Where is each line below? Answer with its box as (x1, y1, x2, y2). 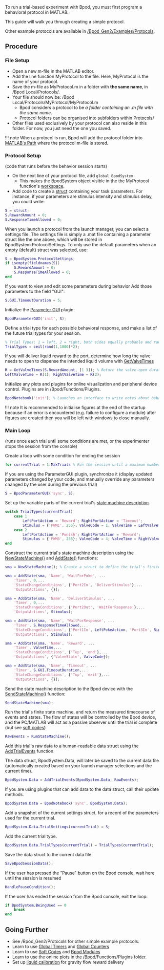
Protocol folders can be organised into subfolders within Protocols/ (19, 115, 155, 121)
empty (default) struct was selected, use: (5, 247, 88, 253)
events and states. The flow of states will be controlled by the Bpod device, (5, 714, 157, 720)
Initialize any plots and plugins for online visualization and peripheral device (5, 381, 157, 387)
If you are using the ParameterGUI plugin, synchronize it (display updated (5, 471, 153, 477)
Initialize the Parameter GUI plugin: (5, 306, 75, 312)
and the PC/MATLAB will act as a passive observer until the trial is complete (5, 719, 158, 725)
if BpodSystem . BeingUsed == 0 (5, 903, 67, 908)
